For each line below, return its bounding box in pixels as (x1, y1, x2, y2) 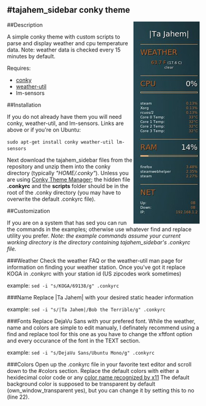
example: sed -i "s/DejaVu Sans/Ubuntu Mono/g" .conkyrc (7, 348, 155, 356)
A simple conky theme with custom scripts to (7, 33, 120, 40)
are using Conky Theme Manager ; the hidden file (7, 176, 131, 183)
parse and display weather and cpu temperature (7, 39, 128, 47)
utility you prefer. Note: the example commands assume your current (7, 232, 181, 239)
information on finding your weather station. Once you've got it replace (7, 263, 186, 271)
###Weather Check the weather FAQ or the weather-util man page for (7, 257, 183, 264)
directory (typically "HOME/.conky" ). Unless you (7, 169, 129, 176)
